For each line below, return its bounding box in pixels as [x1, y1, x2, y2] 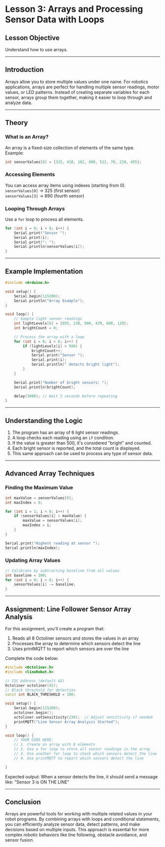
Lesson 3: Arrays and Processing [5, 3, 143, 15]
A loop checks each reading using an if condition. [12, 435, 114, 441]
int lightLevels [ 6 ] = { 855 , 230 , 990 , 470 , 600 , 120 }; [14, 321, 129, 326]
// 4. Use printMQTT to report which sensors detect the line [14, 756, 144, 761]
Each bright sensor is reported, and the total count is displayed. [12, 445, 141, 451]
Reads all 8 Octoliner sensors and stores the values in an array [12, 635, 139, 641]
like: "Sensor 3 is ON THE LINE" [5, 779, 70, 785]
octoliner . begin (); [14, 710, 54, 715]
